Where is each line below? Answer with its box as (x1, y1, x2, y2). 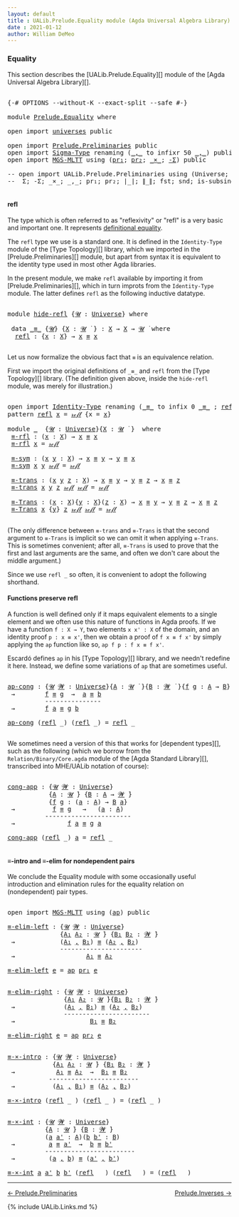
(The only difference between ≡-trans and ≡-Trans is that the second (7, 525, 210, 535)
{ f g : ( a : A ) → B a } (48, 798, 128, 806)
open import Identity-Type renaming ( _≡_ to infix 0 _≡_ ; (7, 402, 218, 411)
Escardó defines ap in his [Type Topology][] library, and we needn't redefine (7, 654, 230, 662)
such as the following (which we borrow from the (7, 746, 152, 755)
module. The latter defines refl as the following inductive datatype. (7, 289, 206, 297)
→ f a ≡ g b (11, 704, 80, 712)
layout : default (7, 10, 55, 18)
